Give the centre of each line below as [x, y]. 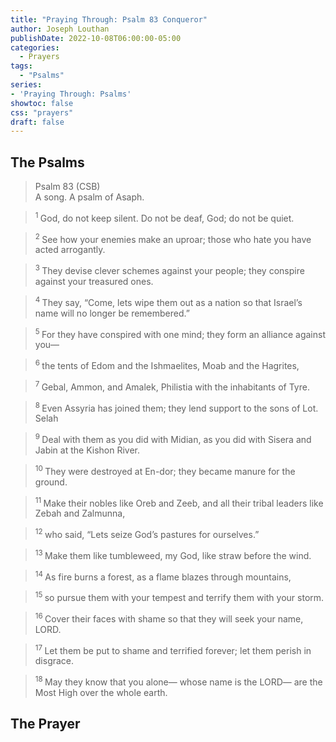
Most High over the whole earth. [101, 692]
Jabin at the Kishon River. [87, 450]
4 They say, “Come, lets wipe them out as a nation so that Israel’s [168, 301]
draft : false [37, 122]
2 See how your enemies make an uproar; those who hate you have [173, 238]
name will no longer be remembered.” [112, 313]
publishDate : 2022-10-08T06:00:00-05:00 [96, 38]
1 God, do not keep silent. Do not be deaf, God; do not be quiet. [164, 217]
